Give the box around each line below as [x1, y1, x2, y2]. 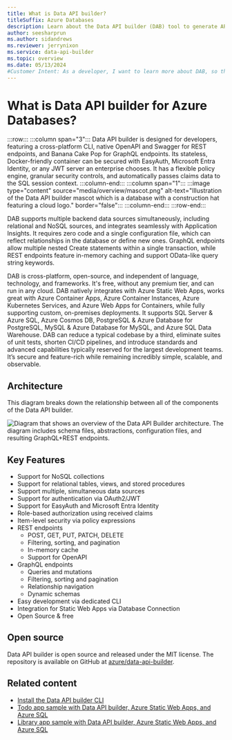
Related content [7, 678, 77, 690]
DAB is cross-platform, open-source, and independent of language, [7, 272, 199, 281]
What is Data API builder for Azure [7, 97, 207, 113]
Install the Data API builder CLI [17, 696, 104, 704]
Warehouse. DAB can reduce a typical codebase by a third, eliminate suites [7, 331, 221, 339]
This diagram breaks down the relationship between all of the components [7, 399, 219, 407]
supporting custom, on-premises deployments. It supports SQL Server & [7, 309, 213, 317]
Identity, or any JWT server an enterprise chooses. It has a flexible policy [7, 164, 215, 173]
